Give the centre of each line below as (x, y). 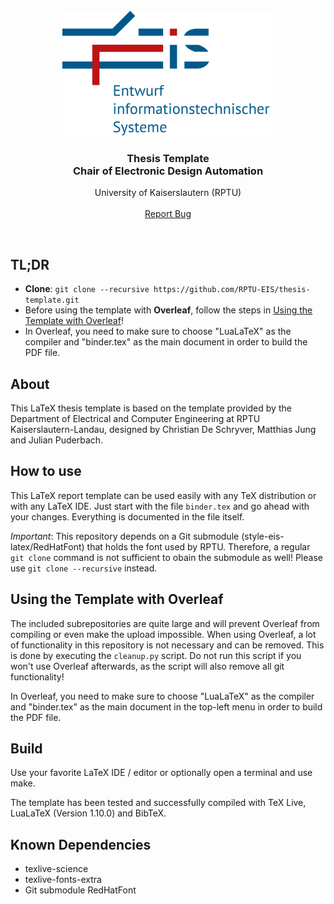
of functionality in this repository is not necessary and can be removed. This (167, 645)
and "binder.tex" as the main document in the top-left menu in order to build (166, 706)
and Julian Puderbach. (57, 440)
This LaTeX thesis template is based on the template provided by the (151, 408)
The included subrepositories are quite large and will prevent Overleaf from (165, 623)
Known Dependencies (81, 844)
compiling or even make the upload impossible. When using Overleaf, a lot (163, 634)
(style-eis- (263, 536)
